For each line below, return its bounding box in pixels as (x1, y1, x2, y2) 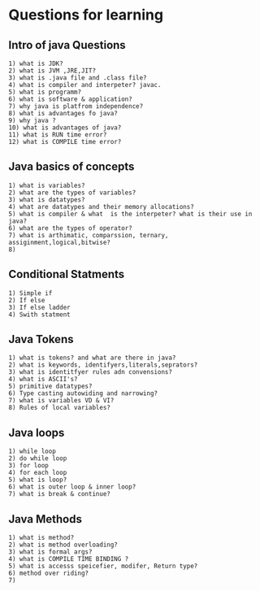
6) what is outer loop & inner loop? (8, 483, 136, 491)
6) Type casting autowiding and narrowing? (8, 389, 158, 398)
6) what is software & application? (8, 95, 132, 103)
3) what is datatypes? (8, 195, 85, 204)
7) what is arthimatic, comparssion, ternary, (8, 231, 169, 239)
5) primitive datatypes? (8, 382, 93, 391)
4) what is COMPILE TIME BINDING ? (8, 555, 129, 563)
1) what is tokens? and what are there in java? (8, 354, 176, 363)
